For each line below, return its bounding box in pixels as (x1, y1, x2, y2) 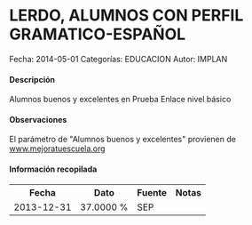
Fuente (137, 186, 167, 198)
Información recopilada (9, 164, 98, 174)
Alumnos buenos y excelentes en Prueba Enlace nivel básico (9, 94, 232, 105)
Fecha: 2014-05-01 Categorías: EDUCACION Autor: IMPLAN (9, 53, 228, 64)
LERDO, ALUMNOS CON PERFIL (9, 5, 244, 26)
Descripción (9, 74, 56, 84)
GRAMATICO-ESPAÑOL (9, 24, 186, 44)
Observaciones (9, 114, 67, 125)
